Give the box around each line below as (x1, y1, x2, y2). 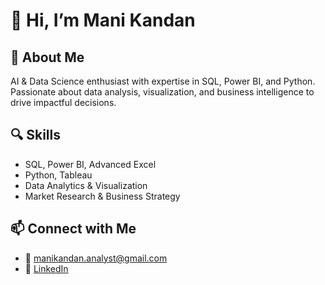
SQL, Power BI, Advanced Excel (24, 158, 157, 170)
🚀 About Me (10, 49, 85, 66)
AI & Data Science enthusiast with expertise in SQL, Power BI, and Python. (10, 75, 316, 87)
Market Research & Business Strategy (24, 190, 181, 202)
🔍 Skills (10, 127, 61, 144)
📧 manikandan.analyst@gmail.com (24, 252, 168, 264)
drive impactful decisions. (10, 97, 117, 108)
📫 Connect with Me (10, 220, 137, 238)
